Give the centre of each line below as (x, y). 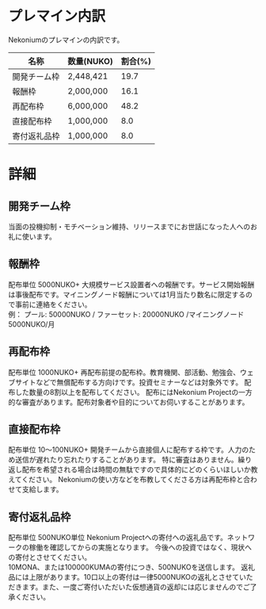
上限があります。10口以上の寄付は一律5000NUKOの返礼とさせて (134, 577)
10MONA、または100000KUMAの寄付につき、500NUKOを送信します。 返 (128, 567)
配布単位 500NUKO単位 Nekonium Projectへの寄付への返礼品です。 (118, 538)
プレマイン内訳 (57, 16)
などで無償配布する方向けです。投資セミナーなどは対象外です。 (139, 382)
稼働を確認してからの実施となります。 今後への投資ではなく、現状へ (140, 547)
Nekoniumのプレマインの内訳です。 (66, 40)
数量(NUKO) (90, 61)
